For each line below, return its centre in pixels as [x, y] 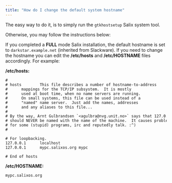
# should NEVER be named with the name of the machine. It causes [79, 120]
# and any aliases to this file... [49, 107]
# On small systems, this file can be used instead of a [73, 98]
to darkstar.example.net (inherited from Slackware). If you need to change [84, 50]
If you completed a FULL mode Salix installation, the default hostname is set [85, 45]
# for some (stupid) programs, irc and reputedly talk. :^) [71, 125]
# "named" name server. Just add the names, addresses [72, 103]
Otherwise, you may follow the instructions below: [58, 34]
